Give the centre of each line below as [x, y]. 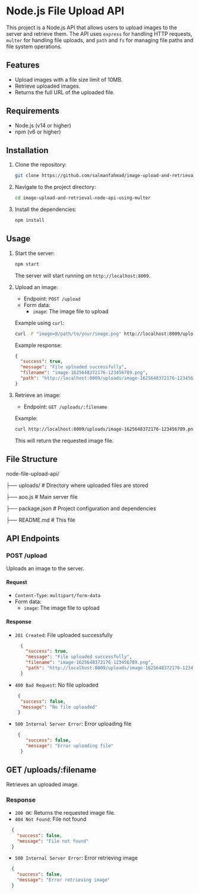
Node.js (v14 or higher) [43, 125]
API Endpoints [33, 538]
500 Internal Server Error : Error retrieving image [76, 858]
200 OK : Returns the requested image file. [65, 812]
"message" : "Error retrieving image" [64, 880]
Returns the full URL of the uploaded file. [64, 92]
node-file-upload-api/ [33, 474]
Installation [27, 150]
